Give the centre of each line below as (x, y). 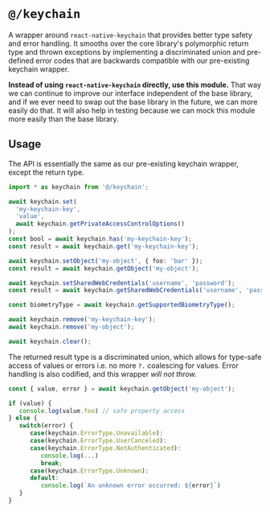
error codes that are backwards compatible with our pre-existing (143, 60)
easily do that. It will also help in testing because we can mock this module (132, 110)
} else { (23, 418)
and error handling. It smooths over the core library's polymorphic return (129, 43)
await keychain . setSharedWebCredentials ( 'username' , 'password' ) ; (122, 283)
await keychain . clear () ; (50, 341)
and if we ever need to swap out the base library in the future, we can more (133, 101)
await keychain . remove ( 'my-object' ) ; (72, 327)
